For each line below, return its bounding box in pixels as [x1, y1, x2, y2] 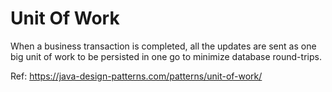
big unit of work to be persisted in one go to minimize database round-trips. [10, 50, 322, 62]
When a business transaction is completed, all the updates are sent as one [10, 40, 317, 52]
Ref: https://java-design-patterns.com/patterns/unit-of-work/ [10, 70, 263, 82]
